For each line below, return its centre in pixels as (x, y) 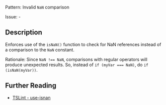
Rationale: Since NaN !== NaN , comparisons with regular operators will (76, 59)
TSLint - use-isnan (31, 98)
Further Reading (31, 86)
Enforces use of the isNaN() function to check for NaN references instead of (83, 44)
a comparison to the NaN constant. (40, 50)
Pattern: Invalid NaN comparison (37, 7)
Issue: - (13, 17)
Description (24, 33)
